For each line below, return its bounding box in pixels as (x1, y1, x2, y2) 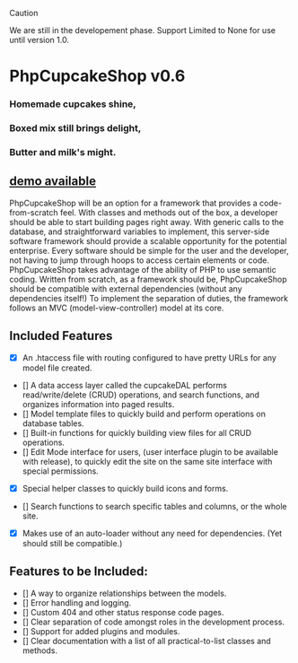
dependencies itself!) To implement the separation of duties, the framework (9, 292, 289, 303)
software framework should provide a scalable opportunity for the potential (9, 235, 287, 246)
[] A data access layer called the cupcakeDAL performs (22, 379, 227, 390)
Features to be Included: (9, 564, 148, 580)
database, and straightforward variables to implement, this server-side (9, 226, 270, 237)
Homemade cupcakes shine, (9, 98, 136, 110)
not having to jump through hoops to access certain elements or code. (9, 255, 269, 266)
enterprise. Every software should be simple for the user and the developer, (9, 245, 289, 256)
